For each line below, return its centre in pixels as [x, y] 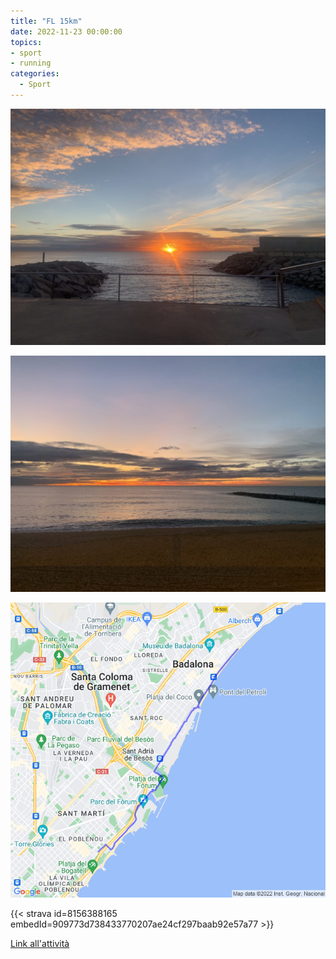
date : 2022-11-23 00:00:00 [66, 31]
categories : [35, 74]
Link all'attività [40, 944]
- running [31, 63]
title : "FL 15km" [46, 21]
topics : [26, 42]
